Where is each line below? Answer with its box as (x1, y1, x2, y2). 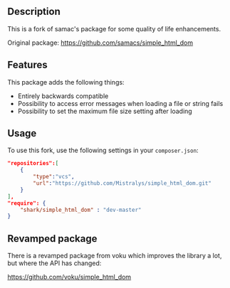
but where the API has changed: (7, 259, 102, 267)
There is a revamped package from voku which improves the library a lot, (7, 252, 222, 260)
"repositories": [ (7, 160, 59, 167)
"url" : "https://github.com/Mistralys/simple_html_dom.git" (33, 180, 212, 187)
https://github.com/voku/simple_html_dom (7, 273, 132, 282)
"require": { (7, 199, 46, 207)
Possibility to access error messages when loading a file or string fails (17, 99, 224, 107)
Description (7, 6, 61, 18)
